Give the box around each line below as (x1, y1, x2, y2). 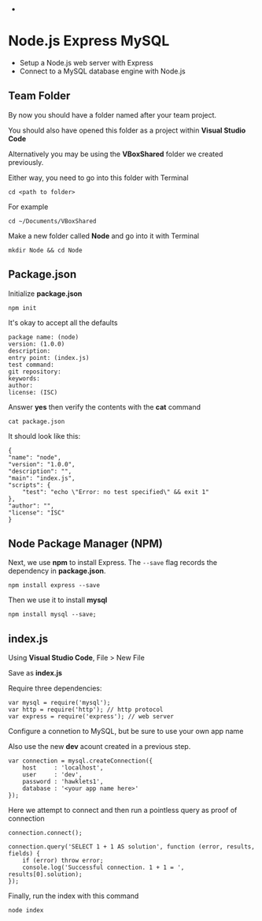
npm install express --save (8, 582, 101, 590)
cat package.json (8, 417, 65, 425)
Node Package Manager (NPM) (8, 537, 163, 550)
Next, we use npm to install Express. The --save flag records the (8, 558, 218, 567)
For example (8, 202, 49, 212)
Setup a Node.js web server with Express (19, 58, 153, 67)
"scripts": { (8, 481, 51, 489)
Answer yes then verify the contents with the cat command (8, 402, 201, 411)
